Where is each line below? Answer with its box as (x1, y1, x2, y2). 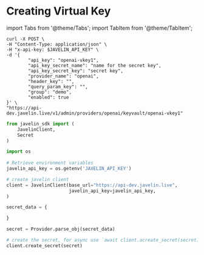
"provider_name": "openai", (28, 73, 99, 79)
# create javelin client (6, 176, 69, 182)
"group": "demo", (28, 89, 72, 95)
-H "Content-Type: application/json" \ (6, 41, 107, 47)
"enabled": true (28, 94, 69, 101)
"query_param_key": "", (28, 84, 88, 90)
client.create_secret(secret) (6, 242, 83, 249)
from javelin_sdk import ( (6, 121, 75, 127)
